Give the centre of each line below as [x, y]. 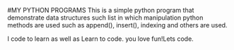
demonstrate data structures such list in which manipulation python [105, 18]
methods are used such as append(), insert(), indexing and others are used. [117, 25]
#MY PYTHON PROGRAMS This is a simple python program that [101, 10]
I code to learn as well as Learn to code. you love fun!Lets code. [101, 39]
